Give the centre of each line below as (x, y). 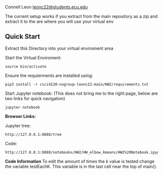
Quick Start (23, 36)
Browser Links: (21, 116)
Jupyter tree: (18, 126)
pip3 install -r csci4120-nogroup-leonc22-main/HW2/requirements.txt (77, 84)
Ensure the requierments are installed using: (49, 75)
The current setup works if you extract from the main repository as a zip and (81, 16)
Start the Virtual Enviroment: (33, 58)
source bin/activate (26, 66)
